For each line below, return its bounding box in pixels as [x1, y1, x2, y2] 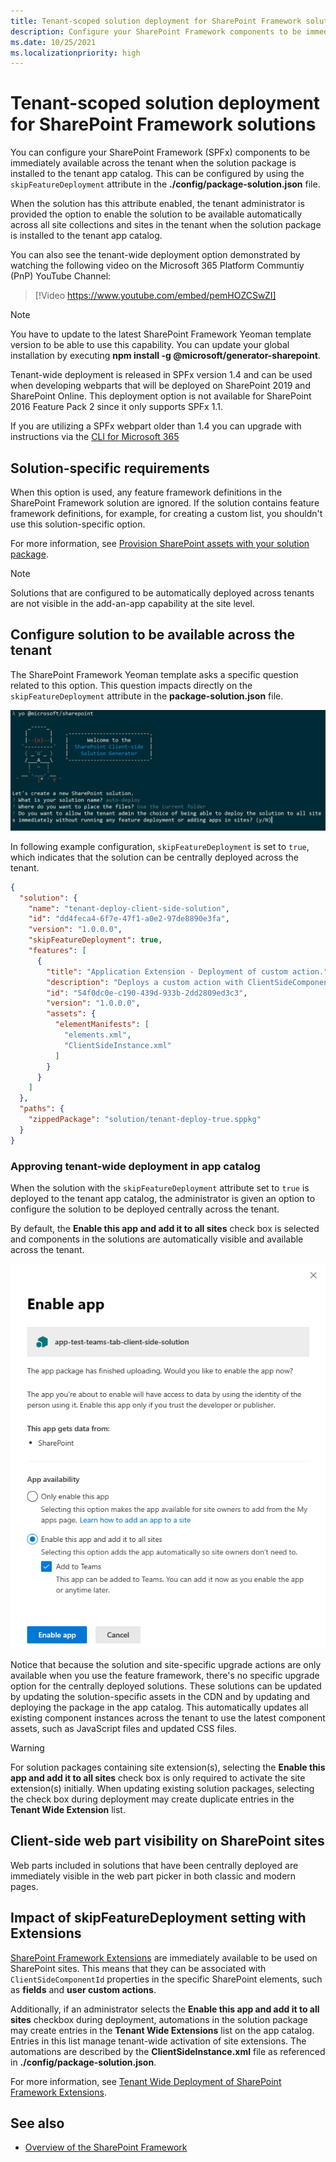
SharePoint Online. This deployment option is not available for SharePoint [10, 390, 312, 402]
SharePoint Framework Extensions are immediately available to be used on [10, 1951, 318, 1964]
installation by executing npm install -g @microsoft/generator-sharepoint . [10, 350, 321, 362]
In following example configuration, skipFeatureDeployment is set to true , [10, 840, 310, 852]
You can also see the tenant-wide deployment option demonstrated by [10, 249, 301, 261]
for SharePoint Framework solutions [10, 113, 317, 136]
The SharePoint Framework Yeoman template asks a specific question [10, 668, 299, 680]
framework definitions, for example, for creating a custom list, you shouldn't [10, 508, 323, 519]
